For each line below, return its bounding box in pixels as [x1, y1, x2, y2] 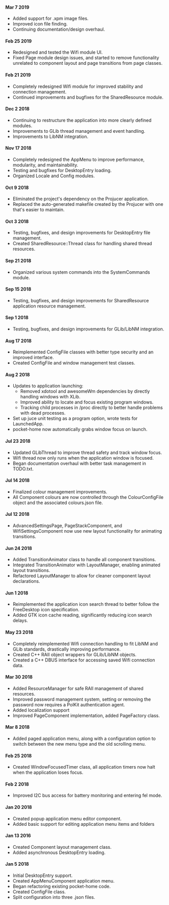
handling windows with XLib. [20, 394, 80, 400]
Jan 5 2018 [5, 861, 29, 867]
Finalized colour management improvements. [12, 488, 108, 495]
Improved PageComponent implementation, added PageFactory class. [12, 712, 160, 719]
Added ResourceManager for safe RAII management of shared [12, 685, 144, 692]
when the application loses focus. [12, 769, 83, 776]
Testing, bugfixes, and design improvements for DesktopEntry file [12, 230, 151, 236]
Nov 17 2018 [5, 145, 32, 151]
